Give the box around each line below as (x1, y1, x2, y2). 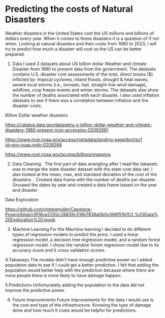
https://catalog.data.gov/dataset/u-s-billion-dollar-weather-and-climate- (5, 122, 152, 128)
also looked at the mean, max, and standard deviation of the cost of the (12, 171, 157, 177)
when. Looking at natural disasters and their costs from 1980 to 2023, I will (5, 40, 157, 46)
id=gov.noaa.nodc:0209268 (5, 141, 62, 147)
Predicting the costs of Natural (5, 3, 133, 15)
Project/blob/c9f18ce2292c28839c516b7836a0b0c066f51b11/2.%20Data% (5, 211, 159, 217)
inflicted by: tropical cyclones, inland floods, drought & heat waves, (12, 76, 149, 82)
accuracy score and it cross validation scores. (12, 247, 106, 253)
